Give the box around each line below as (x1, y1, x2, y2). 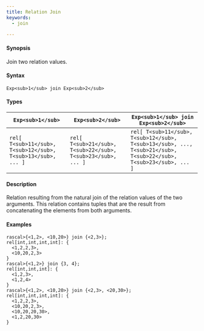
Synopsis (6, 44, 31, 52)
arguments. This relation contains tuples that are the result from (6, 200, 166, 207)
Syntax (6, 72, 25, 79)
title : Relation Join (6, 9, 61, 15)
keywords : (6, 15, 32, 21)
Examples (6, 220, 32, 228)
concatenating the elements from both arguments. (6, 207, 132, 214)
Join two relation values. (6, 58, 68, 65)
